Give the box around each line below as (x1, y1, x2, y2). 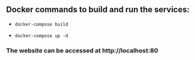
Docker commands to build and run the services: (6, 5, 190, 15)
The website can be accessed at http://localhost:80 (6, 46, 159, 55)
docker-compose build (14, 21, 68, 27)
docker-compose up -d (14, 32, 68, 39)
